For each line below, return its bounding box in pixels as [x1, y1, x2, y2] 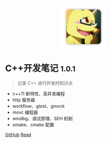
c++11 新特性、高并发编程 [12, 90, 65, 96]
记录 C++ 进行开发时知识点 [17, 80, 73, 86]
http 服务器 [12, 97, 35, 103]
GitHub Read [5, 132, 31, 138]
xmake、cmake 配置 [12, 122, 54, 128]
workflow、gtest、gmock [12, 103, 65, 109]
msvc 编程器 [12, 109, 38, 115]
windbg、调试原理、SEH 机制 [12, 115, 73, 121]
